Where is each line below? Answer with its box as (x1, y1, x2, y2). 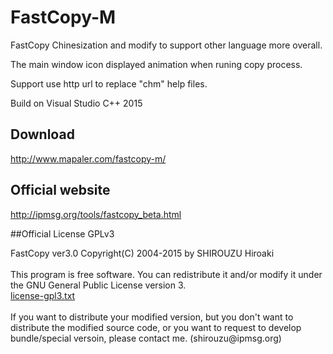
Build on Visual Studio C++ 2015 (10, 97, 143, 109)
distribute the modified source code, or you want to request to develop (10, 321, 302, 333)
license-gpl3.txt (10, 289, 76, 301)
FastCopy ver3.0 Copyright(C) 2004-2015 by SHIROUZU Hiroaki (10, 247, 275, 259)
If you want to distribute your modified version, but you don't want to (10, 311, 294, 323)
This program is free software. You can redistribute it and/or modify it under (10, 268, 323, 280)
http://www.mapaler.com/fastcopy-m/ (10, 152, 167, 165)
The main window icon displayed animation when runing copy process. (10, 58, 303, 70)
